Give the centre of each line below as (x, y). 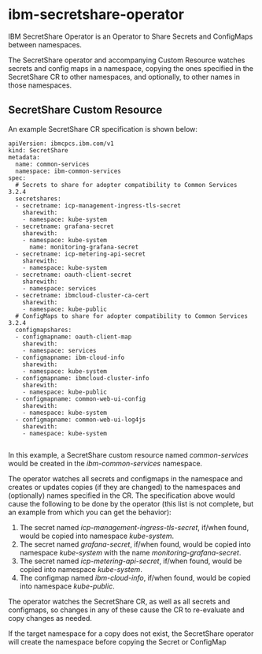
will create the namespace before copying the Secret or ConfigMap (117, 641)
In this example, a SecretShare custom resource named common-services (129, 454)
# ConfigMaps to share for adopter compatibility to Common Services (131, 316)
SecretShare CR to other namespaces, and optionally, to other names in (124, 77)
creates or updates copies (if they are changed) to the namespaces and (125, 487)
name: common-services (52, 164)
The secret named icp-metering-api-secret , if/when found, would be (131, 561)
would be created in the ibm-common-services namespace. (105, 463)
